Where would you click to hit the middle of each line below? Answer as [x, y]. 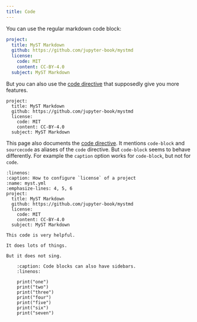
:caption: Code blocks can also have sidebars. [76, 266]
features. [17, 90]
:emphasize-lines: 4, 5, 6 [39, 188]
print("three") [35, 292]
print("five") [34, 302]
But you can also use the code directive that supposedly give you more [93, 84]
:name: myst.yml [26, 183]
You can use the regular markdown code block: [64, 28]
